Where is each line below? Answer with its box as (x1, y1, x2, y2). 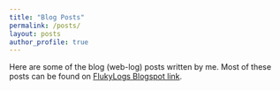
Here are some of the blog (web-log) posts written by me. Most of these (9, 62, 272, 72)
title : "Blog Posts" (9, 12, 86, 22)
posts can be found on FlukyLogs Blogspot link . (9, 71, 183, 82)
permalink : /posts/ (9, 21, 81, 30)
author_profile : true (9, 37, 89, 47)
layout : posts (9, 29, 62, 38)
